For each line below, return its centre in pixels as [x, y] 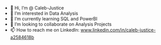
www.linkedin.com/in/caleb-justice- [118, 30]
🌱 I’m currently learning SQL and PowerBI [54, 19]
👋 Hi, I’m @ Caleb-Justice [37, 8]
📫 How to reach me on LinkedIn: [45, 30]
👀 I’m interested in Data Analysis [44, 13]
